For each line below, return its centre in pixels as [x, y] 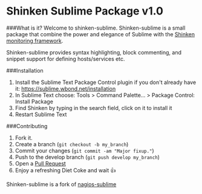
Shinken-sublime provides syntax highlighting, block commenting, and [94, 52]
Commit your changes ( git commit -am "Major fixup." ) [84, 150]
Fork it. [24, 138]
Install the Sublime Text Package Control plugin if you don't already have [106, 82]
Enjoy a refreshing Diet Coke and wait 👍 [65, 170]
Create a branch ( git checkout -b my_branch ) [72, 144]
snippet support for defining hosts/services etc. [66, 59]
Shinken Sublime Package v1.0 [85, 11]
